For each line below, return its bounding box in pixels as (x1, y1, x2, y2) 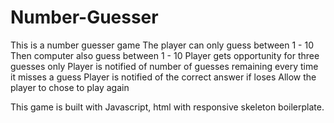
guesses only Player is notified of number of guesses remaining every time (10, 60, 319, 72)
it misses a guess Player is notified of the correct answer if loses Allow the (10, 71, 317, 83)
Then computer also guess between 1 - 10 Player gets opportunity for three (10, 49, 320, 61)
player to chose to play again (10, 81, 130, 93)
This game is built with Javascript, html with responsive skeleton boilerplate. (10, 101, 325, 113)
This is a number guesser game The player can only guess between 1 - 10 (10, 39, 314, 51)
